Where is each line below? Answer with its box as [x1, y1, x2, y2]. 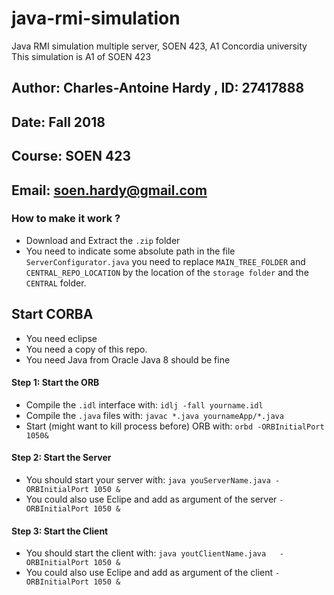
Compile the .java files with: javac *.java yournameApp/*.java [25, 409, 284, 421]
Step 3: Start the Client [11, 525, 109, 537]
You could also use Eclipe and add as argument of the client [25, 567, 274, 579]
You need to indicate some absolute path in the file [25, 245, 236, 257]
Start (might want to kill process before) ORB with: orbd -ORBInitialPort [25, 420, 325, 432]
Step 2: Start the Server [11, 452, 112, 464]
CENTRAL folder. [25, 277, 87, 289]
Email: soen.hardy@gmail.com [11, 182, 208, 199]
